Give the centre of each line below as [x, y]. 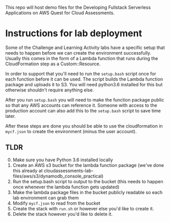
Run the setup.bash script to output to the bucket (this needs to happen [88, 181]
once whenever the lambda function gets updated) [66, 187]
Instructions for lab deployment [74, 33]
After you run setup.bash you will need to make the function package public [85, 100]
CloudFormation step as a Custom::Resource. [53, 64]
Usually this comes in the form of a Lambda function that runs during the [82, 58]
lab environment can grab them [46, 198]
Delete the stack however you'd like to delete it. [63, 214]
